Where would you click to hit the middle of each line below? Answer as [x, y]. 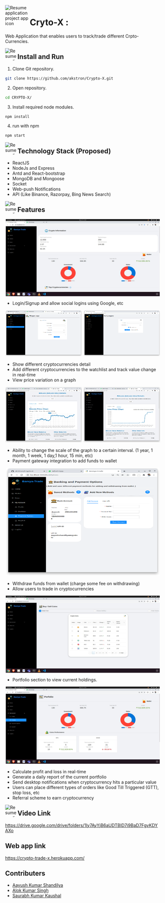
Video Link [34, 813]
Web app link [25, 846]
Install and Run [41, 57]
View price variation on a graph [44, 380]
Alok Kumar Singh [30, 891]
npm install [17, 116]
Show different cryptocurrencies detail [51, 364]
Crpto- [132, 36]
